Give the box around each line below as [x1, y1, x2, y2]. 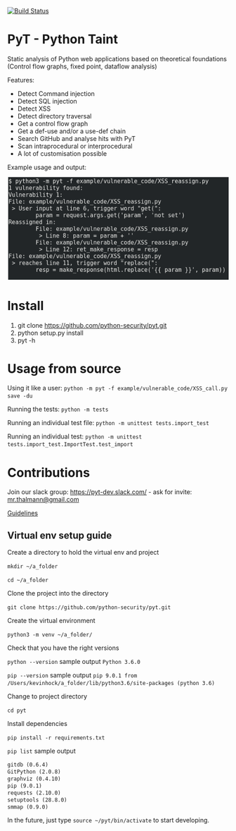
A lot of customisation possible [17, 149, 107, 158]
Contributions [7, 464, 90, 481]
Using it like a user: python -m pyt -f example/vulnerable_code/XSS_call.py [7, 384, 228, 393]
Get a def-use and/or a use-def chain [17, 127, 126, 135]
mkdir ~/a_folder [7, 563, 58, 570]
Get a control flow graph [17, 119, 88, 128]
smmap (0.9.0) [7, 804, 49, 811]
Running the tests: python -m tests [7, 405, 109, 414]
